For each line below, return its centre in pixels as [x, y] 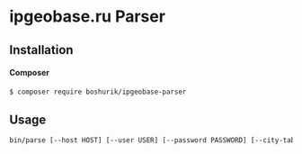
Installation [41, 50]
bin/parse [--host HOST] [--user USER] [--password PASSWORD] [128, 140]
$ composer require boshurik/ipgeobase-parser [98, 92]
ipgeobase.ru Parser [88, 17]
